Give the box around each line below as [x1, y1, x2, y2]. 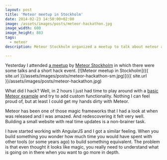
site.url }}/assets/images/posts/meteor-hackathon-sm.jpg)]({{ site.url [5, 73, 147, 79]
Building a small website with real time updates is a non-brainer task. [5, 118, 146, 124]
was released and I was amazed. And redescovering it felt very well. [5, 113, 145, 119]
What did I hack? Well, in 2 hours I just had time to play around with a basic [5, 87, 159, 93]
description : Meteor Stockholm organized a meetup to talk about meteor [5, 44, 159, 49]
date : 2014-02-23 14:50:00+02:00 [5, 16, 75, 21]
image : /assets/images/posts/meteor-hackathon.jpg [5, 21, 112, 26]
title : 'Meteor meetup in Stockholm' [5, 12, 83, 17]
